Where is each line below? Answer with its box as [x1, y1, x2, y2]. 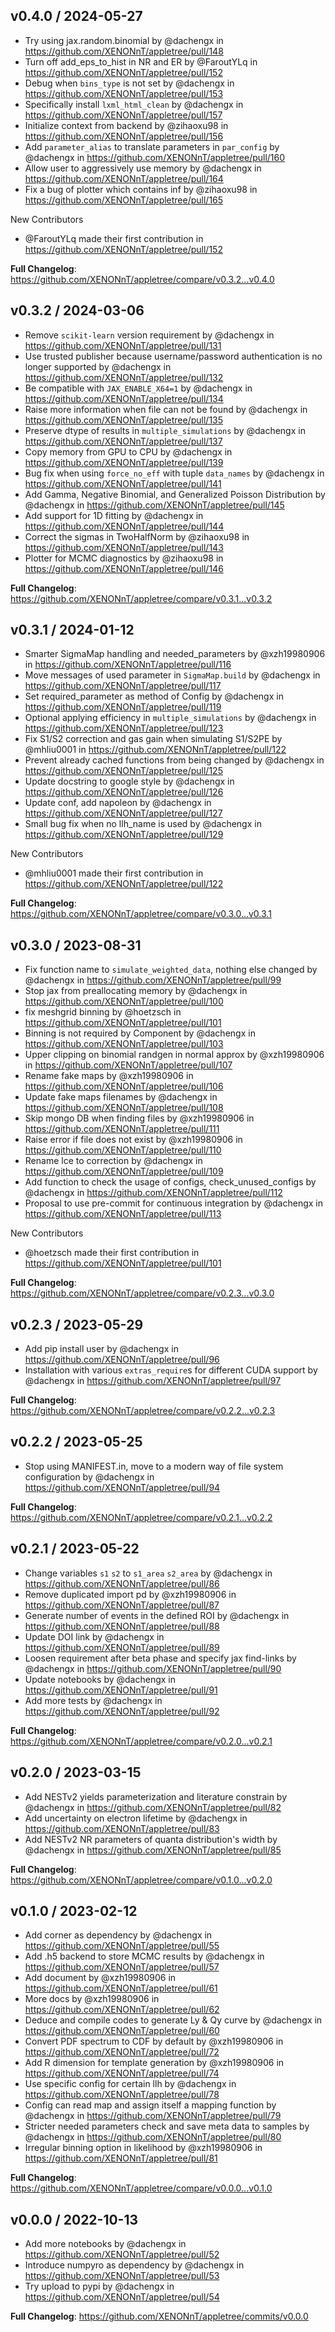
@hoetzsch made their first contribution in [24, 1247, 200, 1259]
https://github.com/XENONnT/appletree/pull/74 [24, 2067, 220, 2079]
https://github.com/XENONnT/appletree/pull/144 [24, 520, 225, 532]
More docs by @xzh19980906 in [24, 1993, 160, 2005]
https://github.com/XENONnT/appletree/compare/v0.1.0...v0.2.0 [10, 1874, 273, 1886]
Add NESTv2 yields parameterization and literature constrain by [24, 1790, 288, 1803]
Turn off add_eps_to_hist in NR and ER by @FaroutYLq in [24, 55, 258, 68]
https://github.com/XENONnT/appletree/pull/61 [24, 1982, 218, 1994]
